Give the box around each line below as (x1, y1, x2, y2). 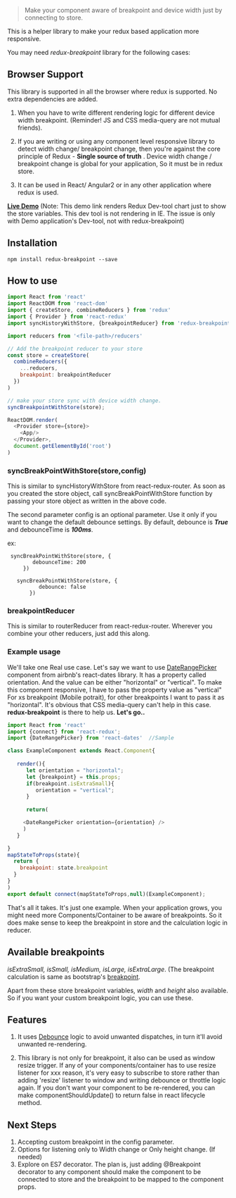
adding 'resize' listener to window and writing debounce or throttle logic (17, 1076, 226, 1085)
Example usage (7, 647, 61, 657)
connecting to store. (24, 13, 83, 22)
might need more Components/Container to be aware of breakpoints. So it (7, 911, 223, 919)
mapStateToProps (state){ (7, 851, 80, 859)
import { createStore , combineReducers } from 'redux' (7, 306, 171, 314)
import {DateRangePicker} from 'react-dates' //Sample (7, 735, 174, 742)
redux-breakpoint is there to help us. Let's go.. (7, 708, 145, 716)
